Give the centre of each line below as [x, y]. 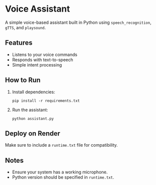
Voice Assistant [38, 9]
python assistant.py [33, 118]
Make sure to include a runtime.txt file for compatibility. [61, 145]
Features [19, 43]
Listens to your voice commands [45, 54]
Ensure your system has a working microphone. [60, 172]
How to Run [23, 80]
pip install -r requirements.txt [46, 101]
